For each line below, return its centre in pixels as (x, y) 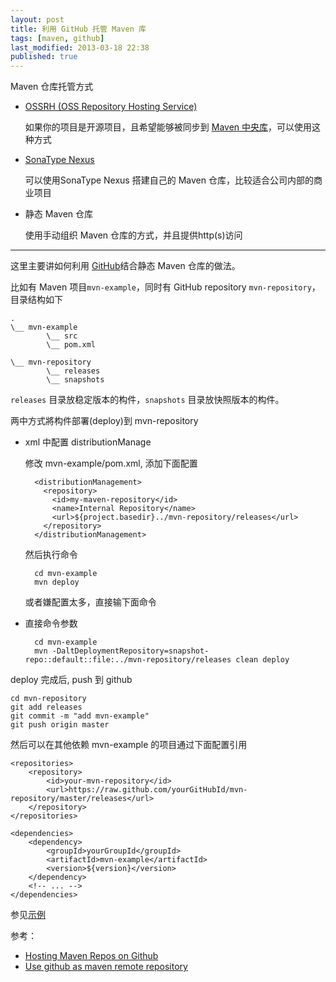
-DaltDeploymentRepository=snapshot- (130, 651)
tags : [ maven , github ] (57, 38)
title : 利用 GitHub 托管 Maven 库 (78, 29)
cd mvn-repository (48, 699)
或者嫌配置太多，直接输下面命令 (90, 602)
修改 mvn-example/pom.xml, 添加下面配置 (111, 463)
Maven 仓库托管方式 (52, 87)
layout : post (37, 19)
